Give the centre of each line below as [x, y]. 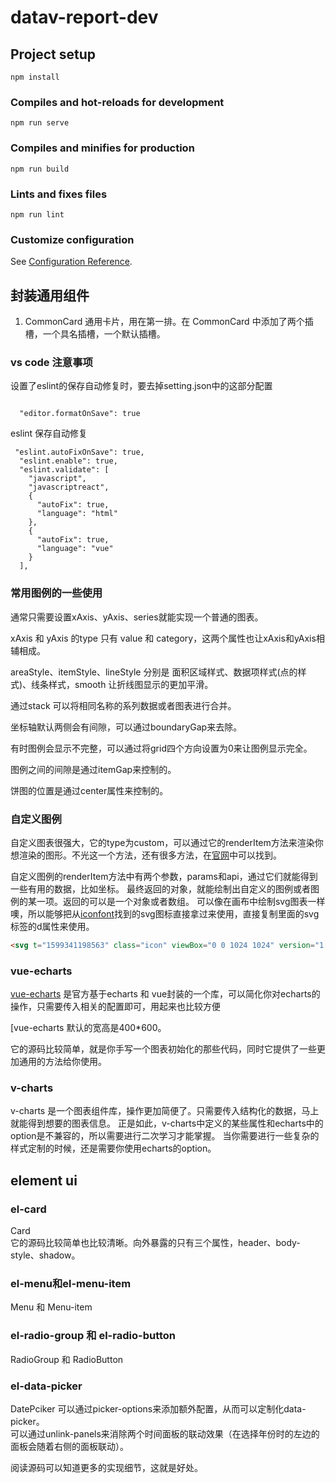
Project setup [53, 54]
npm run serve [40, 123]
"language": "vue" [75, 549]
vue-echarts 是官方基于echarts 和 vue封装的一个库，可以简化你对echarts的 [165, 994]
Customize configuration [72, 239]
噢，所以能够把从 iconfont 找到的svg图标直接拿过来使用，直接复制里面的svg [165, 913]
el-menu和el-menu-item [71, 1283]
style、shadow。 [45, 1255]
